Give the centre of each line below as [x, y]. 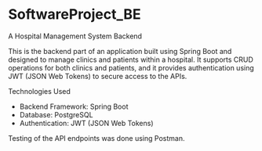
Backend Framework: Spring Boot [74, 106]
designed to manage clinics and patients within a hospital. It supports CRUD [131, 59]
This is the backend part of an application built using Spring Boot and [120, 51]
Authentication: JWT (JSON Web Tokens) [87, 123]
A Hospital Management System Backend [75, 36]
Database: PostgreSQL [56, 114]
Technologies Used [39, 91]
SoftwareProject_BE [75, 14]
